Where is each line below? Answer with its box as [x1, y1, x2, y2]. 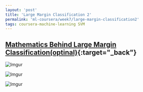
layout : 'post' [5, 7, 38, 13]
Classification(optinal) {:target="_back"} [5, 48, 137, 57]
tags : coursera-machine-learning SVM [5, 21, 85, 27]
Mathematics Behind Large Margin [5, 40, 117, 49]
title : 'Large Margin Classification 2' [5, 12, 92, 17]
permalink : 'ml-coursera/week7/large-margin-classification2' [5, 17, 139, 22]
